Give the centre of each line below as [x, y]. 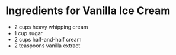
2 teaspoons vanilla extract [47, 46]
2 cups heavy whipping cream [51, 27]
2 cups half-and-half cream [48, 39]
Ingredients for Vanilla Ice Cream [88, 11]
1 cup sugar [28, 33]
